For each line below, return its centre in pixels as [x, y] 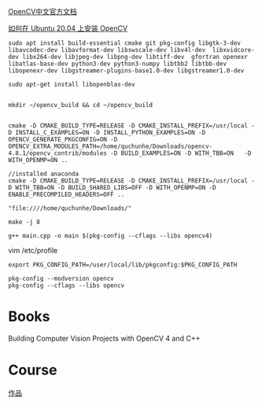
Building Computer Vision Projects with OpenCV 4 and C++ [104, 338]
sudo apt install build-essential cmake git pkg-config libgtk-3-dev [125, 43]
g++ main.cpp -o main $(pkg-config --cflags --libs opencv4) [111, 236]
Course [33, 370]
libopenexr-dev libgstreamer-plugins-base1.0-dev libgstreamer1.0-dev [126, 71]
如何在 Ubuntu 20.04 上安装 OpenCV [68, 28]
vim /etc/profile [33, 250]
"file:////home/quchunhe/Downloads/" [70, 208]
